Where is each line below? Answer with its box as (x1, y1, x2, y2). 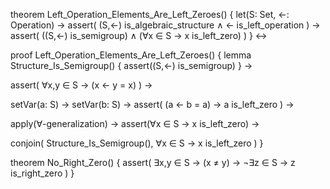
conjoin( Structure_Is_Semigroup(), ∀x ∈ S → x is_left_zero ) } (10, 137, 264, 149)
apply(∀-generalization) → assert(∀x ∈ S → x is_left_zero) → (10, 118, 260, 129)
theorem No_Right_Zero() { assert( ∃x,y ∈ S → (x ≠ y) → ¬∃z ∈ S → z (10, 157, 296, 168)
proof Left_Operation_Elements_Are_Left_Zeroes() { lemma (10, 49, 252, 61)
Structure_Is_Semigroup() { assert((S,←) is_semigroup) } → (10, 60, 253, 71)
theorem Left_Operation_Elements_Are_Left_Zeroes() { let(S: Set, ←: (10, 9, 290, 20)
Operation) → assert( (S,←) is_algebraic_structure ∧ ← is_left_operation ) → (10, 19, 321, 31)
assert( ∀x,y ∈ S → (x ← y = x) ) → (10, 79, 153, 91)
